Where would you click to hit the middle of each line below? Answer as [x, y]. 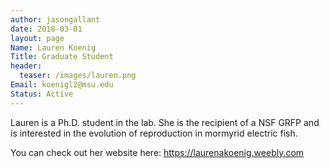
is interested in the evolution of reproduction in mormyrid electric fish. [154, 133]
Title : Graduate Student [62, 57]
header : [26, 66]
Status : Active [42, 94]
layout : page [37, 38]
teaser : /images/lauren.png [78, 76]
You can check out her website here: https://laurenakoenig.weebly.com [157, 152]
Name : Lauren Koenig [53, 47]
